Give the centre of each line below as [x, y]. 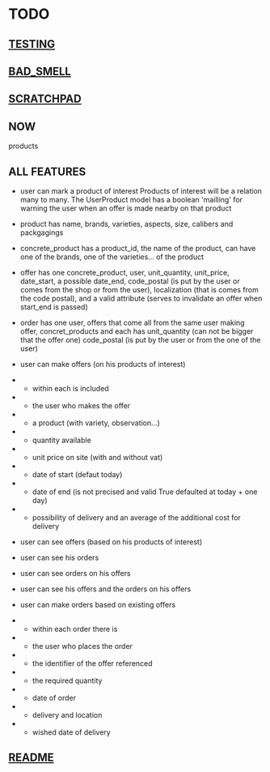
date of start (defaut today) [77, 474]
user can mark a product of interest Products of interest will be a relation [141, 190]
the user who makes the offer [81, 405]
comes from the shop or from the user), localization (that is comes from [139, 289]
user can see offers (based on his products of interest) [111, 542]
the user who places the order [82, 646]
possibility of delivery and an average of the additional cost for [136, 517]
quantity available [61, 440]
